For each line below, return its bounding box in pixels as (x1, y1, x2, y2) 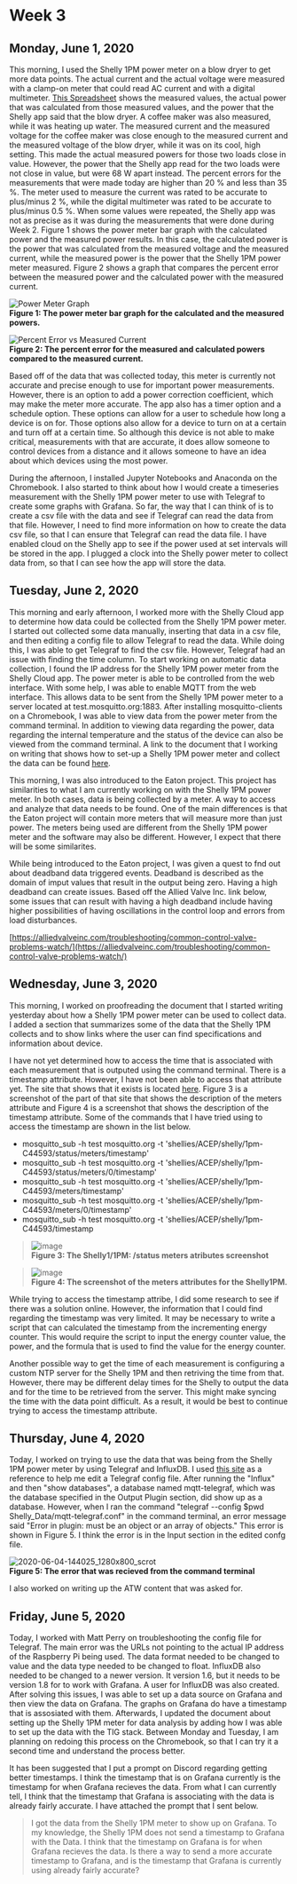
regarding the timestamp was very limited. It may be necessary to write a (9, 1312, 276, 1323)
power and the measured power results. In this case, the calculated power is (9, 234, 288, 244)
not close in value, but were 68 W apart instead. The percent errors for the (9, 168, 282, 178)
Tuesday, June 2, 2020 (9, 583, 139, 598)
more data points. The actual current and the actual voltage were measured (9, 74, 285, 84)
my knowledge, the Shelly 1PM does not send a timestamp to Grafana (30, 1827, 285, 1838)
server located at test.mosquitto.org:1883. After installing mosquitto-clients (9, 701, 283, 711)
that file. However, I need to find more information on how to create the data (9, 520, 286, 530)
